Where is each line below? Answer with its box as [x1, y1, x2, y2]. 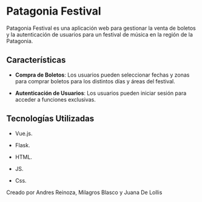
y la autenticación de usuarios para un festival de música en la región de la [6, 30, 193, 38]
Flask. [15, 141, 30, 148]
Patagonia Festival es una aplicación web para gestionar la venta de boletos [6, 24, 196, 32]
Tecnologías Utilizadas [6, 114, 95, 124]
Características [6, 55, 66, 65]
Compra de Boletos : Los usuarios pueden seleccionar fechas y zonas [15, 71, 190, 78]
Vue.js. [15, 130, 33, 137]
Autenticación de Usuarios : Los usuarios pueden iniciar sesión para [15, 89, 187, 97]
